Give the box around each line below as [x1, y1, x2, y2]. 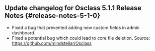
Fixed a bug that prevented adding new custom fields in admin [11, 25, 140, 30]
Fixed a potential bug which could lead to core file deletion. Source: [11, 35, 150, 41]
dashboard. [11, 29, 36, 36]
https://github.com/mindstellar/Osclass [11, 40, 92, 46]
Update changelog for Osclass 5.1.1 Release [4, 4, 142, 12]
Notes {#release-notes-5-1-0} [4, 12, 100, 20]
